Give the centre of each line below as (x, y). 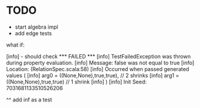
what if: (16, 45)
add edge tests (33, 33)
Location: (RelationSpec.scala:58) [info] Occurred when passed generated (98, 69)
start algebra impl (36, 27)
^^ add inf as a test (29, 100)
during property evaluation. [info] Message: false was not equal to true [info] (100, 63)
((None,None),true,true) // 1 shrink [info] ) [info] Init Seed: (77, 82)
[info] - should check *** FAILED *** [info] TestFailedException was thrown (99, 56)
